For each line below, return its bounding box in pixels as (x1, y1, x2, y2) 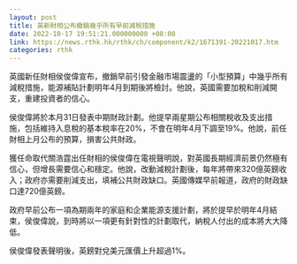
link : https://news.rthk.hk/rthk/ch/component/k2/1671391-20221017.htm (9, 37, 278, 47)
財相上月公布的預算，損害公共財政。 (9, 134, 141, 145)
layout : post (9, 12, 57, 22)
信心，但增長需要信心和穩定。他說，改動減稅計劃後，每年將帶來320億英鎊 (9, 164, 280, 175)
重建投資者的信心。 (24, 94, 95, 104)
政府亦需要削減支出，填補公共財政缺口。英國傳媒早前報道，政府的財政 (24, 175, 280, 185)
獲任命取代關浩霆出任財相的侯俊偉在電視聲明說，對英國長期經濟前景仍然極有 (9, 153, 288, 163)
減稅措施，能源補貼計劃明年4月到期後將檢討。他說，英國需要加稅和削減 (9, 82, 270, 93)
